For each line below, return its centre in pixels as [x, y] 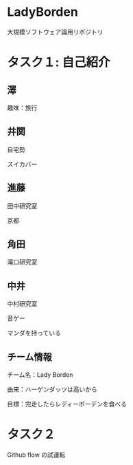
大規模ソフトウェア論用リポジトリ [55, 32]
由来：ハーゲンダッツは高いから [52, 389]
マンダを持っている [34, 333]
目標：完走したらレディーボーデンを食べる [67, 404]
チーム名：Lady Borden [40, 375]
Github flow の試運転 [36, 455]
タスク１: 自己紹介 [59, 62]
